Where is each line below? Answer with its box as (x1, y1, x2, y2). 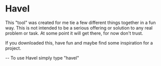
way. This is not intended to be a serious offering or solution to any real (5, 24, 152, 30)
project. (5, 45, 22, 51)
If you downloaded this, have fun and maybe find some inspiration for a (5, 39, 153, 45)
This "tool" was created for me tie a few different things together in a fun (5, 19, 156, 25)
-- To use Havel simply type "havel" (5, 54, 79, 60)
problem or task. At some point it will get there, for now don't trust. (5, 30, 143, 36)
